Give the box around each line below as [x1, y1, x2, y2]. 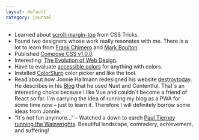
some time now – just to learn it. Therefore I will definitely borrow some [14, 101, 191, 108]
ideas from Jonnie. [14, 108, 61, 115]
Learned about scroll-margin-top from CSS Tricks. [14, 31, 139, 38]
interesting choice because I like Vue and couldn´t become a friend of [14, 88, 188, 96]
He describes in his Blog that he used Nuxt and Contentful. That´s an [14, 82, 185, 89]
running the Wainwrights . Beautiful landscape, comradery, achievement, [14, 120, 194, 127]
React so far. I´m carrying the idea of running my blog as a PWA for [14, 94, 181, 102]
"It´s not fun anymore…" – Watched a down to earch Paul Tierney [14, 114, 176, 121]
